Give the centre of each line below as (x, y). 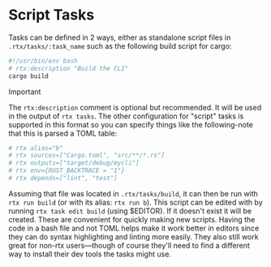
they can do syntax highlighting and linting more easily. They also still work (133, 236)
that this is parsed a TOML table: (63, 133)
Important (25, 92)
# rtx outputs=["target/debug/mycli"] (74, 163)
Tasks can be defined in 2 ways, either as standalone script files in (120, 37)
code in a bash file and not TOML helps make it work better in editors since (134, 228)
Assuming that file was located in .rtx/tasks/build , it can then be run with (133, 193)
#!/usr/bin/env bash (43, 61)
